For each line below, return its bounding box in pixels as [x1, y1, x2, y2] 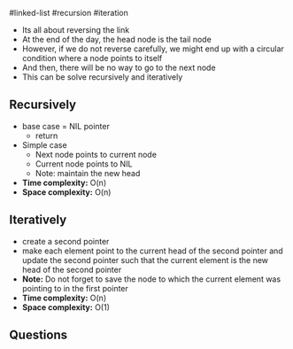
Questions [9, 328, 68, 343]
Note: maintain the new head [35, 167, 141, 178]
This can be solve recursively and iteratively [21, 72, 183, 82]
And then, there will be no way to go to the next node [21, 62, 216, 73]
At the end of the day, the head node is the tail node [21, 35, 212, 44]
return [35, 130, 58, 141]
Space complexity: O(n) [21, 186, 112, 198]
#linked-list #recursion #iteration [9, 8, 128, 18]
